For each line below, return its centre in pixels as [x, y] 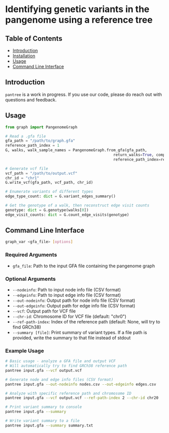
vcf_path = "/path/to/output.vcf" [41, 173]
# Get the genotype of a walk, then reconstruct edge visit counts [77, 205]
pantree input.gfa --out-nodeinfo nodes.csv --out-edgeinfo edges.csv [81, 384]
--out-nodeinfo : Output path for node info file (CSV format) [74, 300]
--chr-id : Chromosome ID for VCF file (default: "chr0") [69, 316]
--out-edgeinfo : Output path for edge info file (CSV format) [74, 305]
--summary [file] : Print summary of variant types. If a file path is [80, 332]
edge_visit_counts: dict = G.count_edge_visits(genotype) [67, 214]
